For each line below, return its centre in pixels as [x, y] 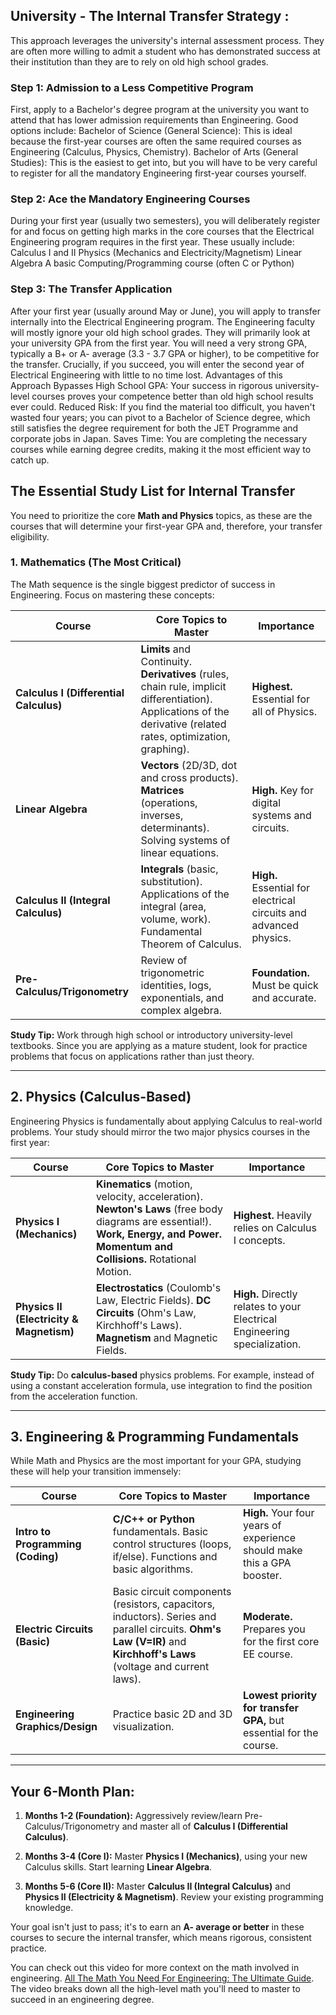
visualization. [143, 1727]
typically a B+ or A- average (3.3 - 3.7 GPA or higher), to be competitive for [165, 353]
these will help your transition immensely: [96, 1471]
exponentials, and [182, 997]
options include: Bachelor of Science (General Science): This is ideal [151, 131]
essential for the [280, 1733]
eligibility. [30, 536]
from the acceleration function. [74, 1396]
